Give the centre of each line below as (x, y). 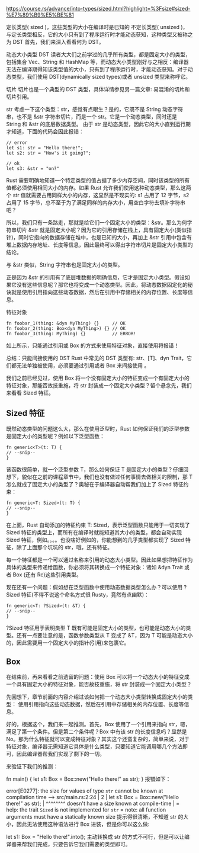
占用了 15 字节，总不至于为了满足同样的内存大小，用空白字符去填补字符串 (96, 203)
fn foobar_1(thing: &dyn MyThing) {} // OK (66, 323)
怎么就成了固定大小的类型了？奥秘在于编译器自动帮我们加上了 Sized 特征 (95, 484)
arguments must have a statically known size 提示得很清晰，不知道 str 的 (95, 816)
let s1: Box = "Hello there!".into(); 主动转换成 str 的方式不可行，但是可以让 (95, 836)
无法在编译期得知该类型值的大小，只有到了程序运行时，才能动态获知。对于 (97, 69)
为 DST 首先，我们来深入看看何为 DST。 (55, 42)
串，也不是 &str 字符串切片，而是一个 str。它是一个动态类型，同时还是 (92, 117)
